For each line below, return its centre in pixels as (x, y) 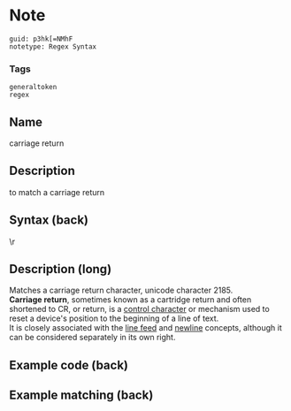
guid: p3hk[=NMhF (41, 39)
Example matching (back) (81, 396)
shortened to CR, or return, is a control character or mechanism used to (139, 309)
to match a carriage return (57, 192)
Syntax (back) (49, 221)
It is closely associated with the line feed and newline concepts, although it (145, 328)
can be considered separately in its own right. (92, 338)
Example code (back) (69, 365)
